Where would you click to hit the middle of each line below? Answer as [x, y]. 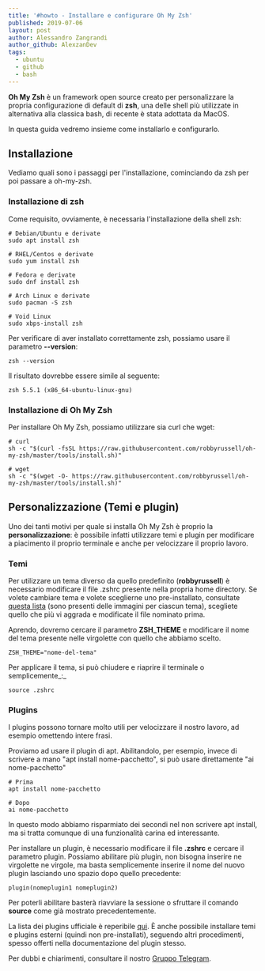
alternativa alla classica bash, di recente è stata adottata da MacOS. [119, 113]
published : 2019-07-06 [45, 23]
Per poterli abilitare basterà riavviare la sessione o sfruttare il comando [123, 903]
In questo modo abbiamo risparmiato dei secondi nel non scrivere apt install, [133, 825]
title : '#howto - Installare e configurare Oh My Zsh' [100, 15]
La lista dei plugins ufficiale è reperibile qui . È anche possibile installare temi [132, 927]
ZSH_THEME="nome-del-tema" [53, 653]
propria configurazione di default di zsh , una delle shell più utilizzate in [123, 105]
